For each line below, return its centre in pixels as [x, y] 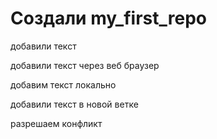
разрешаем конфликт [56, 123]
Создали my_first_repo [108, 18]
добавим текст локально [63, 84]
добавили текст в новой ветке [74, 104]
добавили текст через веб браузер [85, 65]
